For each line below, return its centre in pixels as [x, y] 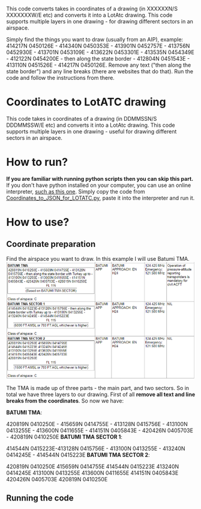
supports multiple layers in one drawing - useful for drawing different [91, 131]
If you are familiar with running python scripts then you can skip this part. [100, 178]
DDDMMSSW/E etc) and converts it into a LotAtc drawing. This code [91, 125]
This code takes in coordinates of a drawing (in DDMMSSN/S [82, 118]
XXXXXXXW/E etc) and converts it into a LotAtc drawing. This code [89, 15]
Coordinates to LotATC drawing [86, 102]
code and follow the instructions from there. [61, 78]
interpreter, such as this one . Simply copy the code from [76, 191]
